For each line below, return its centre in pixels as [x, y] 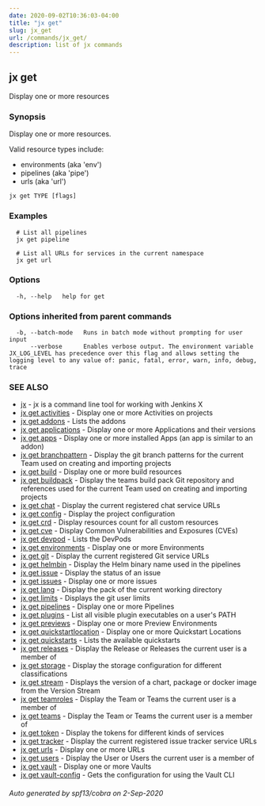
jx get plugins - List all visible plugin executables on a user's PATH [128, 615]
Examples [28, 216]
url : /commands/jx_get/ [48, 38]
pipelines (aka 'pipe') [55, 173]
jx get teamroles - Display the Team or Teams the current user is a [128, 699]
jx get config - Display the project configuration [98, 514]
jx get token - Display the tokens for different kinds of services [122, 733]
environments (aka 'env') [61, 165]
